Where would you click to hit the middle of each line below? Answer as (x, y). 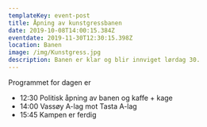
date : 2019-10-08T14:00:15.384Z (61, 30)
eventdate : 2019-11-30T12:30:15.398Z (71, 38)
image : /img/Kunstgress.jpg (55, 52)
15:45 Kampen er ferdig (58, 114)
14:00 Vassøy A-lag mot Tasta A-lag (78, 106)
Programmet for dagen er (50, 82)
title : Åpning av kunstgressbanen (65, 23)
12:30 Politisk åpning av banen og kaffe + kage (96, 98)
